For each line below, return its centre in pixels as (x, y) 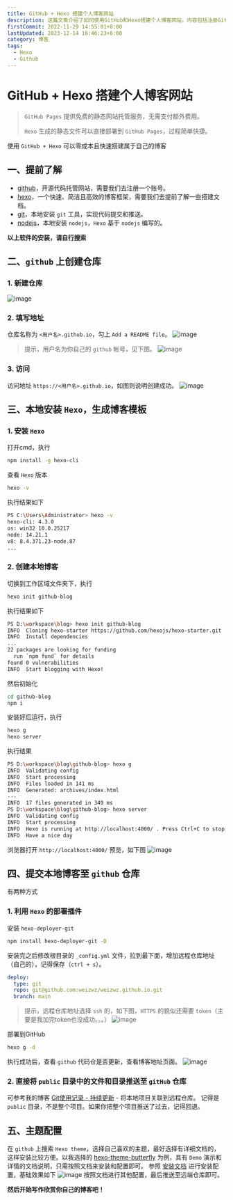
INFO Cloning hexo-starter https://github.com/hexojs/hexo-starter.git (114, 631)
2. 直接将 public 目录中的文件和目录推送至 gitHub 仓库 (97, 1081)
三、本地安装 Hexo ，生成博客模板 (77, 410)
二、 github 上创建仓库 (54, 261)
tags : (15, 46)
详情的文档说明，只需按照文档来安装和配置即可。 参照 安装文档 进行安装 (110, 1166)
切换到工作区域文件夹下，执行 (50, 583)
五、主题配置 (35, 1131)
